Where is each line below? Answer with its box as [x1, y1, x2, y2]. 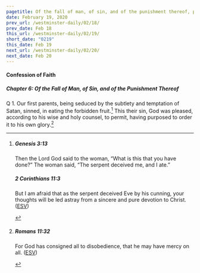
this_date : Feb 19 [6, 42, 52, 48]
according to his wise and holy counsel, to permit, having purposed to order [6, 114, 192, 121]
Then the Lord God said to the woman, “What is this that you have [14, 155, 177, 162]
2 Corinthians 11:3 [14, 175, 61, 182]
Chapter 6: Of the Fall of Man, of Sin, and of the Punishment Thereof [6, 84, 179, 92]
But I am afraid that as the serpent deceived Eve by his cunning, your [14, 190, 185, 197]
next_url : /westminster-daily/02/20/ [6, 48, 100, 54]
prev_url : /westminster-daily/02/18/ [6, 20, 100, 26]
